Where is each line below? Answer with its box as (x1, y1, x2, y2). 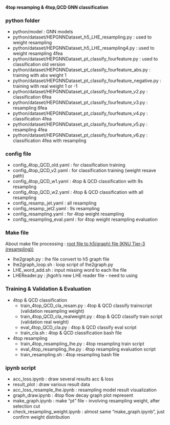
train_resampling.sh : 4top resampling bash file (20, 351, 119, 357)
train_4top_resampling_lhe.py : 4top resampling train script (20, 340, 144, 347)
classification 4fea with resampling (12, 137, 87, 144)
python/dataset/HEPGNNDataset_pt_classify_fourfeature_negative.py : (12, 77, 161, 84)
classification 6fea (12, 94, 52, 100)
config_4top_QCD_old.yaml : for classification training (12, 162, 125, 168)
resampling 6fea (12, 105, 48, 111)
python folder (5, 17, 40, 24)
